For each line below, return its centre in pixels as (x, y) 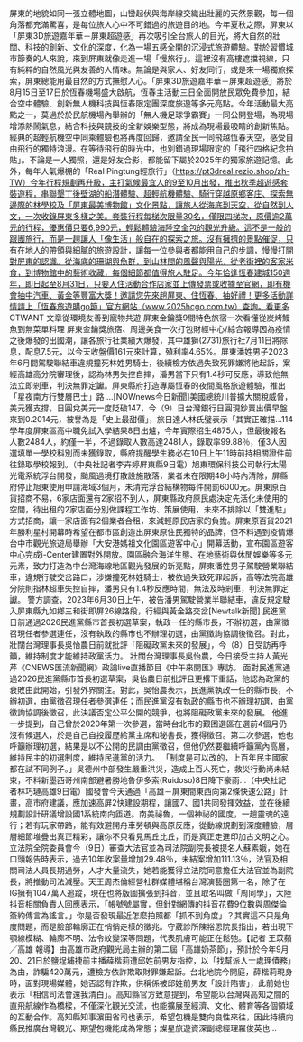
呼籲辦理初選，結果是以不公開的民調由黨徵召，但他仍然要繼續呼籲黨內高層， (151, 746)
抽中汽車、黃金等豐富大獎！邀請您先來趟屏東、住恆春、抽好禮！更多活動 (151, 295)
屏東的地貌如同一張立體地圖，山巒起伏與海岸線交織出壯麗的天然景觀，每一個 (151, 13)
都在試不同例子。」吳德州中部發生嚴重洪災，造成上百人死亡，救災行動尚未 (146, 769)
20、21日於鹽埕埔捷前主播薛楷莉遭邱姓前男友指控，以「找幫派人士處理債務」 (151, 960)
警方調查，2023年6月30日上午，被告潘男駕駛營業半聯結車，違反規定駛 (159, 599)
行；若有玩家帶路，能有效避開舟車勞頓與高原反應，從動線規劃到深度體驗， (147, 825)
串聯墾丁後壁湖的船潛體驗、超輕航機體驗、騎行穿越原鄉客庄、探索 (163, 194)
